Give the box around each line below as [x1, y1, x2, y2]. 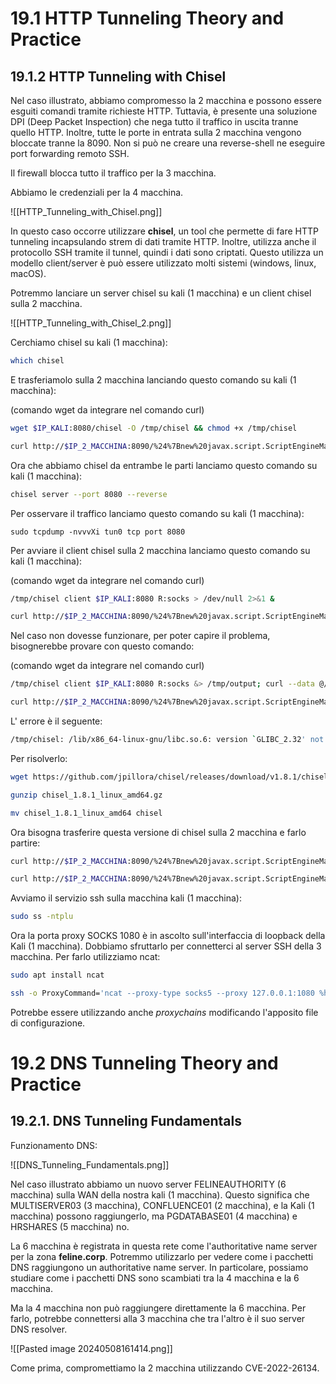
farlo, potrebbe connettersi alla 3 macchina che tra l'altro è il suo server [10, 1312, 306, 1324]
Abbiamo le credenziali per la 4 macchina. [10, 187, 184, 198]
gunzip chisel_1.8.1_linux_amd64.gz [10, 790, 163, 800]
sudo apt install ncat [10, 970, 105, 981]
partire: [10, 837, 41, 849]
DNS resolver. [10, 1323, 68, 1335]
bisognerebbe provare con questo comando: [10, 640, 195, 652]
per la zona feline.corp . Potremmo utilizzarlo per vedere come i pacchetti [10, 1250, 314, 1262]
